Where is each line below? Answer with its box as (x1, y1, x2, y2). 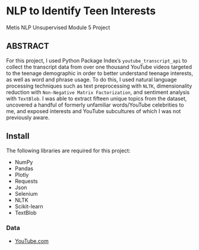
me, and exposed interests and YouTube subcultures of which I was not (6, 107, 181, 114)
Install (6, 131, 30, 141)
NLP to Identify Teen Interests (6, 4, 156, 18)
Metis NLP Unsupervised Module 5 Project (6, 24, 110, 31)
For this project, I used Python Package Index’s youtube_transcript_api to (6, 57, 187, 64)
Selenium (14, 190, 38, 197)
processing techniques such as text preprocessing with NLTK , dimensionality (6, 82, 192, 89)
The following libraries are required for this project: (6, 147, 131, 154)
